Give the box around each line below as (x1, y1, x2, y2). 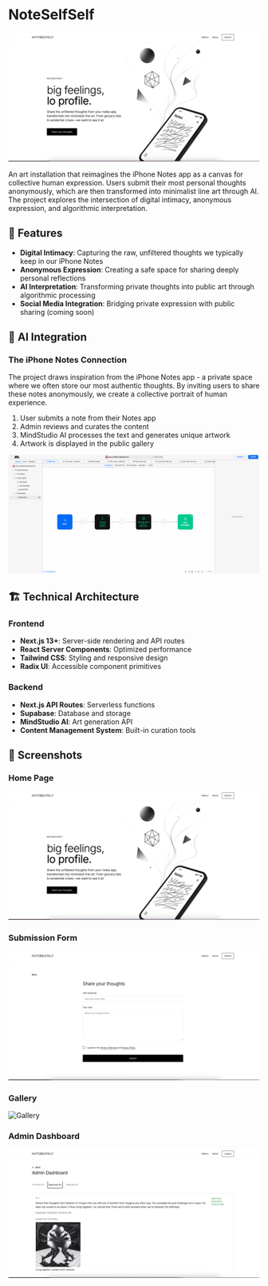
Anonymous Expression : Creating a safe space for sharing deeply (19, 265, 239, 274)
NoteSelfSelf (8, 6, 95, 24)
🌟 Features (8, 226, 63, 241)
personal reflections (19, 273, 86, 283)
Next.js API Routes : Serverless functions (19, 699, 156, 709)
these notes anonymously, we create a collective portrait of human (8, 389, 227, 399)
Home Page (8, 773, 54, 784)
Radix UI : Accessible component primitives (19, 662, 162, 671)
